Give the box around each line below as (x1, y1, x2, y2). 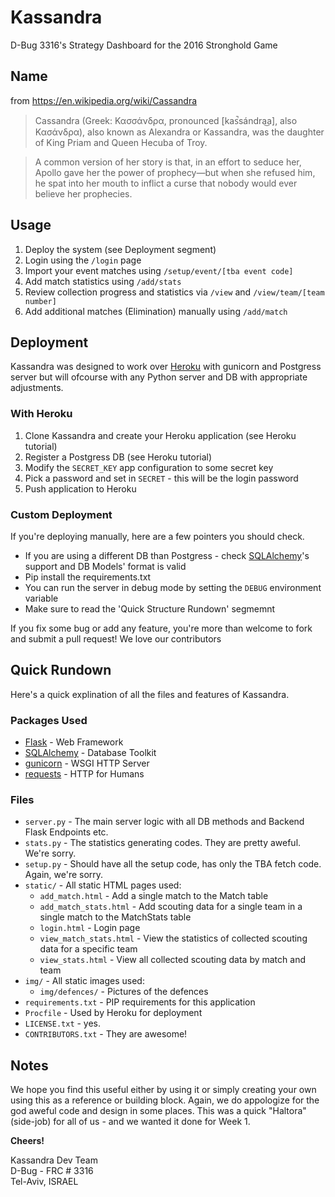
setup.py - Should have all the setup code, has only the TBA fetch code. (24, 858, 322, 870)
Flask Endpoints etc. (24, 826, 109, 838)
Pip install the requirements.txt (24, 571, 152, 583)
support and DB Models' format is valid (24, 560, 187, 572)
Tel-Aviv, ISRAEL (10, 1176, 79, 1188)
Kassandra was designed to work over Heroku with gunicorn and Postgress (10, 361, 322, 373)
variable (24, 592, 59, 604)
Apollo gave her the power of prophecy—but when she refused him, (34, 166, 316, 178)
